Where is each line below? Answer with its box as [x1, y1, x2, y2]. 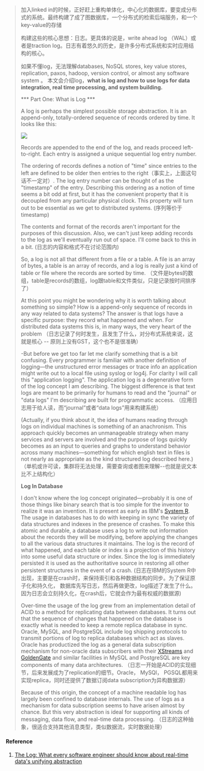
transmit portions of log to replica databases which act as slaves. [20, 634, 184, 642]
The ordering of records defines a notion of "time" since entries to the [20, 162, 197, 169]
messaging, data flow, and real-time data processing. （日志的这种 [20, 716, 189, 723]
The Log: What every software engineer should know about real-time [14, 751, 189, 759]
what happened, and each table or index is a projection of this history [20, 546, 196, 554]
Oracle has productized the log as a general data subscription [20, 641, 177, 648]
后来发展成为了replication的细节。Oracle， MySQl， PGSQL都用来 [31, 669, 198, 676]
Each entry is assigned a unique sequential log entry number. [43, 150, 197, 157]
